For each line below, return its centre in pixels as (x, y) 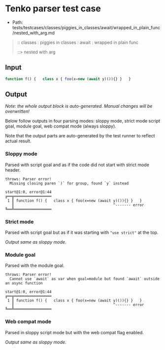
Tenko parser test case (53, 9)
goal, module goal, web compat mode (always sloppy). (61, 126)
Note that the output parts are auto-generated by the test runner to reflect (80, 136)
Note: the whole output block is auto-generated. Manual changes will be (79, 106)
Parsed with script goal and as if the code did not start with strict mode (77, 165)
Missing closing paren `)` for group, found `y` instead (69, 183)
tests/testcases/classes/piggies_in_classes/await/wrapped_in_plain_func (86, 27)
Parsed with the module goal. (35, 265)
